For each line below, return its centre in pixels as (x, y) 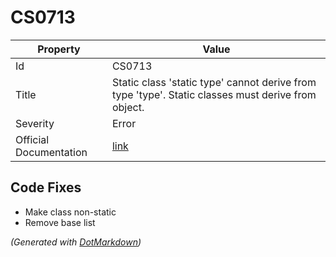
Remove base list (60, 222)
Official (32, 139)
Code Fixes (46, 187)
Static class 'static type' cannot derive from (214, 82)
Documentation (51, 152)
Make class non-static (70, 212)
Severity (35, 123)
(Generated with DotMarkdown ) (76, 242)
